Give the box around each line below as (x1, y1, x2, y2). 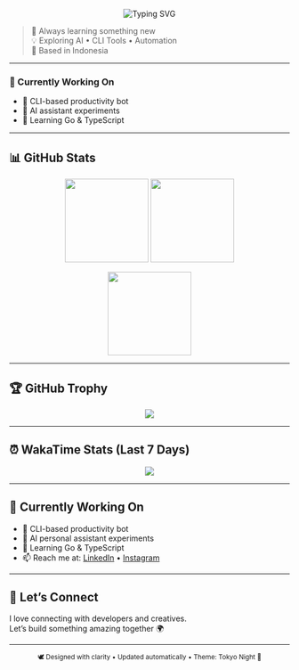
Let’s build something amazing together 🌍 (9, 624, 165, 634)
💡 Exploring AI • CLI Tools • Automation (30, 36, 178, 45)
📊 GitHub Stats (9, 150, 96, 165)
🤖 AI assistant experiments (21, 105, 120, 116)
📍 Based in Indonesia (30, 45, 109, 55)
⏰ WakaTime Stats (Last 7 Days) (9, 442, 190, 458)
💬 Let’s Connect (9, 589, 99, 605)
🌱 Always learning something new (30, 26, 156, 36)
